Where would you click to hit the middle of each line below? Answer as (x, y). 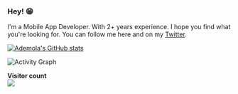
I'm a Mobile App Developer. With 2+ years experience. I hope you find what (119, 27)
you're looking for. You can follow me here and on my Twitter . (97, 34)
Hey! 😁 (20, 11)
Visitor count (27, 76)
